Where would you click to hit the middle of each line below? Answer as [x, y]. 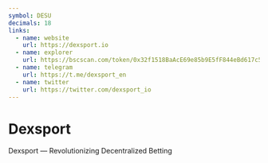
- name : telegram [44, 68]
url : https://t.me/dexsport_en [75, 75]
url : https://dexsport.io [66, 45]
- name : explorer [44, 52]
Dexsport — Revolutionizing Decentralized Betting [91, 151]
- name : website [42, 38]
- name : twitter [42, 82]
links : [19, 30]
